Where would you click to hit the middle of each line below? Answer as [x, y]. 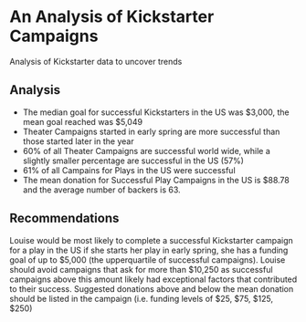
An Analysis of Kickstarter [112, 17]
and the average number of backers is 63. [101, 190]
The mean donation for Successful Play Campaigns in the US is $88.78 [156, 180]
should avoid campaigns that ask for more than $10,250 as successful [141, 269]
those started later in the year [78, 141]
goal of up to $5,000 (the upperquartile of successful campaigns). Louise [148, 260]
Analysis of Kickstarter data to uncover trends [96, 61]
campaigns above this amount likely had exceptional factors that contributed [153, 279]
